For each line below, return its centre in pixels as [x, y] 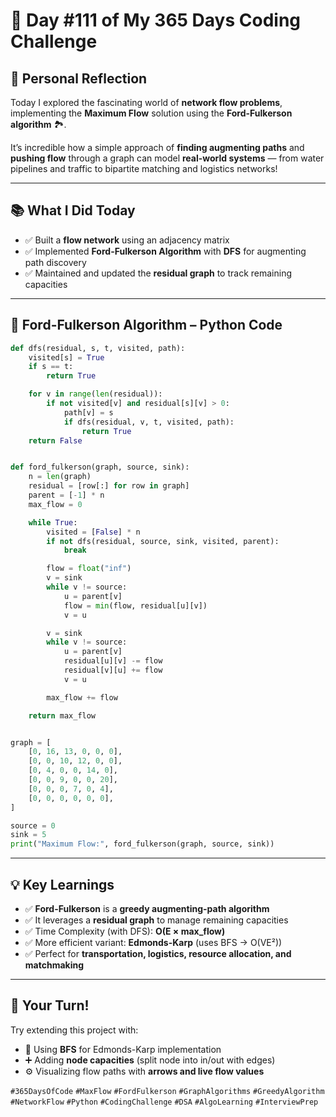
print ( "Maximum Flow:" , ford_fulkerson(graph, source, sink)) [142, 844]
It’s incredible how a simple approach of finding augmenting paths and [157, 147]
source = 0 [33, 825]
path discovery [55, 262]
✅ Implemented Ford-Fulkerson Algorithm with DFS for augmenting [165, 251]
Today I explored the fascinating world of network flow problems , [146, 102]
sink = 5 [28, 835]
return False [55, 440]
